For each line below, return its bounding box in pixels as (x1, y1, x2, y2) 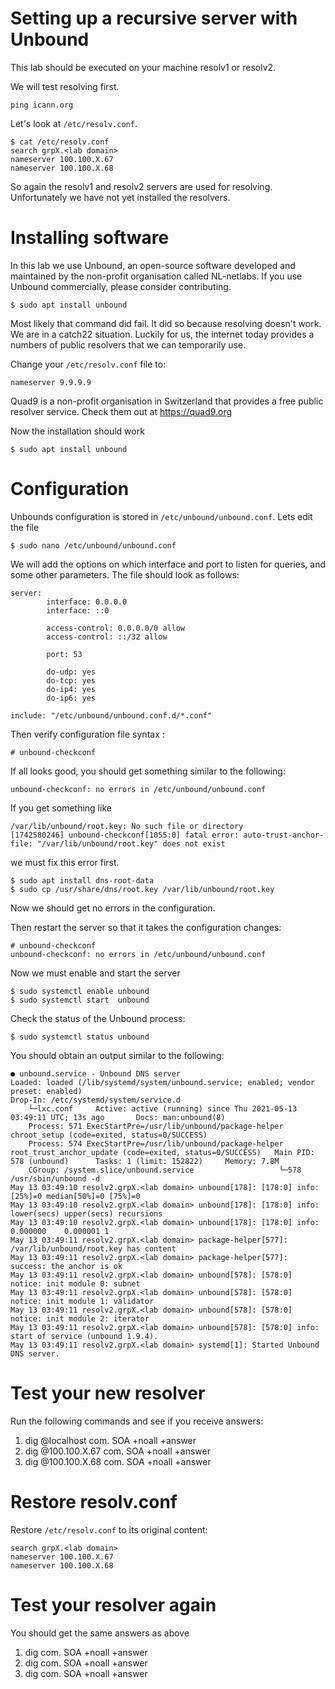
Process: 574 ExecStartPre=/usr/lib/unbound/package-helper (28, 1138, 284, 1149)
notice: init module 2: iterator (10, 1313, 150, 1324)
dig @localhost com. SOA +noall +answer (24, 1434, 197, 1446)
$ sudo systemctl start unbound (10, 995, 150, 1005)
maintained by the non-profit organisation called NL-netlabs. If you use (10, 270, 303, 282)
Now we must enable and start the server (10, 967, 181, 979)
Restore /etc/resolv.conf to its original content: (10, 1523, 208, 1536)
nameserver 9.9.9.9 (10, 377, 92, 387)
